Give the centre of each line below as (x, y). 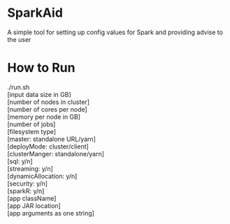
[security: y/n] (27, 184)
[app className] (32, 198)
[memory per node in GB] (44, 117)
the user (19, 39)
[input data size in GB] (39, 94)
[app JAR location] (34, 206)
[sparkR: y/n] (26, 191)
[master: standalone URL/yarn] (52, 139)
